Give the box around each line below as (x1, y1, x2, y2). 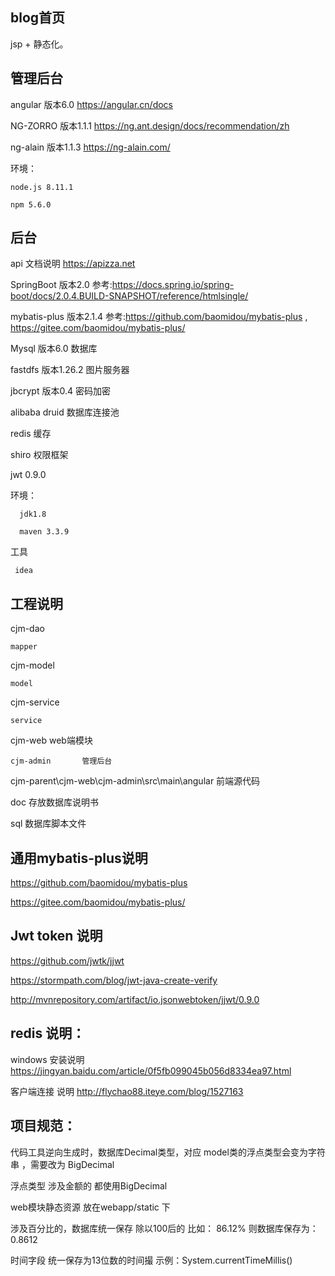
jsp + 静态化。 (10, 38, 69, 50)
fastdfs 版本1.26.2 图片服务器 (10, 364, 130, 376)
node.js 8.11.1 (10, 182, 74, 192)
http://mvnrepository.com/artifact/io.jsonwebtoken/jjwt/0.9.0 (10, 993, 260, 1005)
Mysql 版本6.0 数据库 (10, 343, 98, 355)
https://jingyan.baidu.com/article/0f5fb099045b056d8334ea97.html (10, 1064, 292, 1077)
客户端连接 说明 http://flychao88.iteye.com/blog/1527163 (10, 1085, 244, 1097)
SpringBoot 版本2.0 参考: (10, 279, 113, 291)
